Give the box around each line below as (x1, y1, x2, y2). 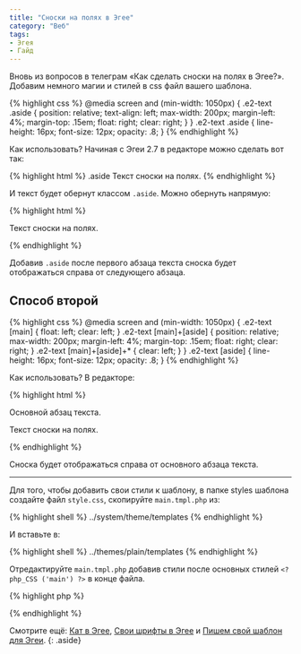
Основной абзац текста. (9, 407, 101, 417)
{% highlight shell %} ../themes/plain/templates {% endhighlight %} (9, 546, 258, 556)
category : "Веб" (9, 22, 70, 30)
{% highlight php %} (9, 590, 85, 601)
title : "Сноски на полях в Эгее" (9, 13, 134, 22)
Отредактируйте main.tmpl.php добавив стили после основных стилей (9, 564, 279, 574)
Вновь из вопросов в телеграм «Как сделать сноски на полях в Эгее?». (9, 71, 285, 82)
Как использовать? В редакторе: (9, 372, 135, 383)
